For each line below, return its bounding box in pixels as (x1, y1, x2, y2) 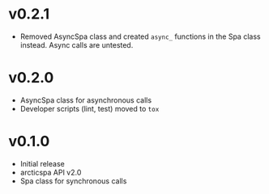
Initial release (19, 158, 65, 168)
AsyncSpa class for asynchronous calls (19, 95, 152, 105)
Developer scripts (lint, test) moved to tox (19, 103, 160, 113)
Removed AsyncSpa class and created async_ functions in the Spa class (19, 32, 261, 41)
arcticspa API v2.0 (19, 167, 82, 177)
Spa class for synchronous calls (19, 175, 127, 186)
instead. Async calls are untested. (19, 40, 134, 49)
